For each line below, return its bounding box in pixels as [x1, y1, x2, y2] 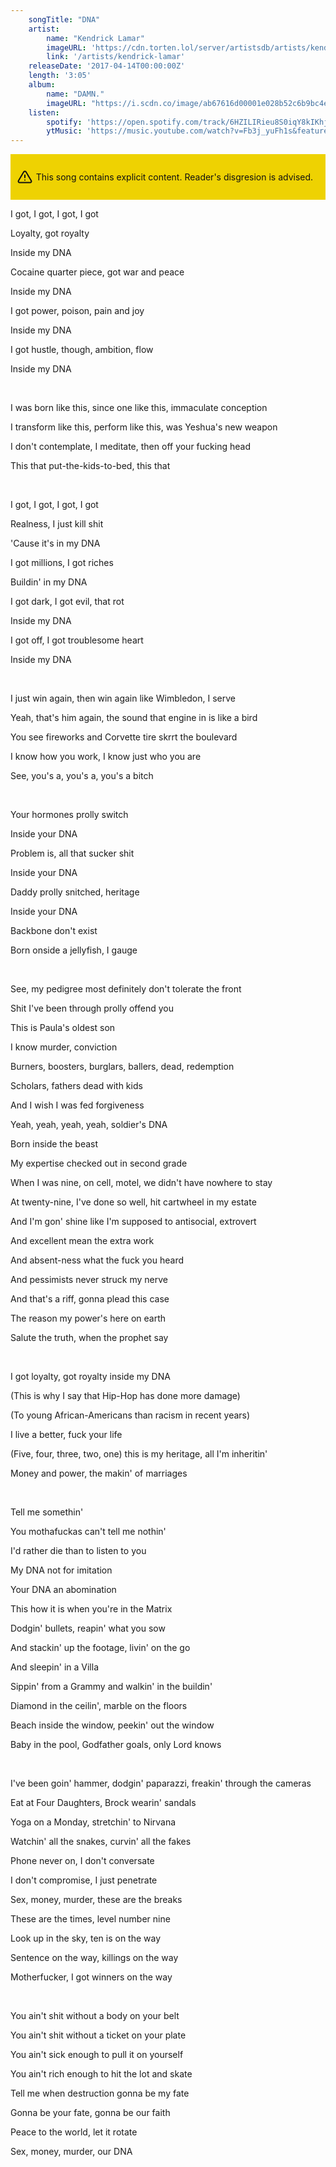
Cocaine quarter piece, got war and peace [10, 266, 185, 278]
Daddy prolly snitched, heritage [10, 886, 140, 898]
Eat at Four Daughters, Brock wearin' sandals [10, 1797, 197, 1809]
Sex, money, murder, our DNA [10, 2146, 133, 2158]
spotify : [46, 117, 83, 127]
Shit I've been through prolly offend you [10, 1002, 174, 1015]
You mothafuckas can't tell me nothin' [10, 1526, 167, 1538]
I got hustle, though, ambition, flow [10, 344, 154, 356]
